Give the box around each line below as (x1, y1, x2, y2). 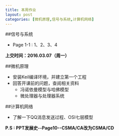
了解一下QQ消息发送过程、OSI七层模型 (12, 114, 93, 120)
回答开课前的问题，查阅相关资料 (12, 80, 79, 86)
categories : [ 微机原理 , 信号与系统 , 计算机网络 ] (5, 17, 94, 22)
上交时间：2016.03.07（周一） (5, 52, 70, 58)
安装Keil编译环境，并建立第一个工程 (12, 74, 87, 80)
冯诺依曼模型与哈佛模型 (20, 87, 69, 93)
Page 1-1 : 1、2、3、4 (12, 42, 57, 48)
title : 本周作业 (5, 7, 36, 13)
